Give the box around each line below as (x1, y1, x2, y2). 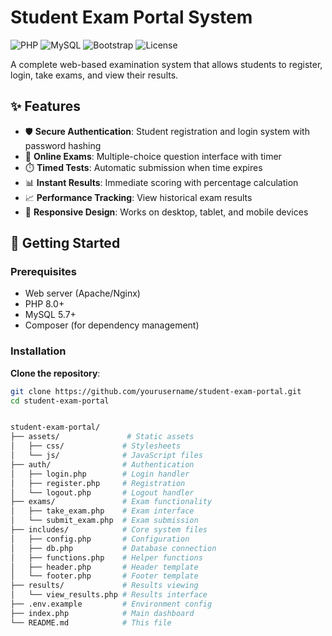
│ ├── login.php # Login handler (10, 469, 190, 479)
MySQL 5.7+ (24, 309, 77, 321)
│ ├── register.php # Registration (10, 478, 186, 488)
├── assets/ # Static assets (10, 432, 195, 442)
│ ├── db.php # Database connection (10, 543, 217, 553)
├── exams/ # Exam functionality (10, 497, 213, 507)
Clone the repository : (10, 367, 101, 379)
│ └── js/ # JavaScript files (10, 451, 203, 461)
